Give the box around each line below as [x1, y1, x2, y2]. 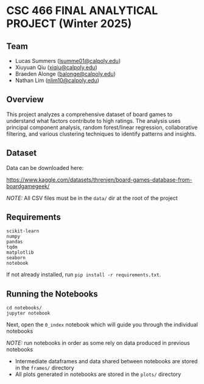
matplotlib [6, 249, 34, 256]
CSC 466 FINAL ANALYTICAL [6, 4, 158, 18]
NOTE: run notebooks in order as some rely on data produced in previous [6, 339, 190, 347]
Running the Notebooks [6, 289, 99, 299]
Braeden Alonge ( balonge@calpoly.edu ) [15, 70, 116, 77]
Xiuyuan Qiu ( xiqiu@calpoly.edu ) [15, 64, 97, 71]
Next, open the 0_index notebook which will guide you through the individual [6, 321, 198, 328]
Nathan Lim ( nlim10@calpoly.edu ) [15, 77, 99, 84]
